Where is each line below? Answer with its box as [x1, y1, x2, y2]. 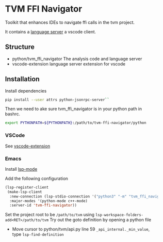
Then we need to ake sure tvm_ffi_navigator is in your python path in [5, 106, 142, 112]
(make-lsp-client [7, 189, 42, 194]
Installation [5, 75, 40, 83]
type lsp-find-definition [12, 231, 64, 237]
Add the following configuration [5, 176, 68, 181]
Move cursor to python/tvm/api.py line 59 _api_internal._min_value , [12, 226, 150, 232]
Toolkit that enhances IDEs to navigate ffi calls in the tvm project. [5, 19, 135, 25]
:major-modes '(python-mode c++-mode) [9, 198, 88, 203]
